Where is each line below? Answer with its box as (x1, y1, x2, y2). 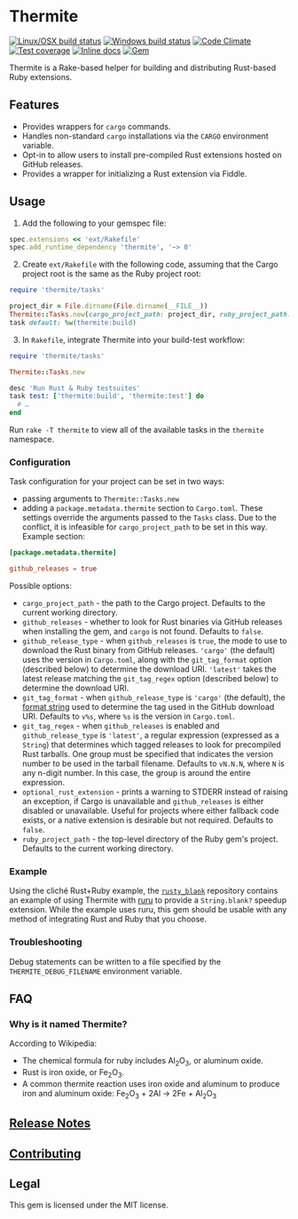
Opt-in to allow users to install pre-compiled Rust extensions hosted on (21, 149, 282, 160)
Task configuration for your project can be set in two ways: (9, 476, 224, 487)
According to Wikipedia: (9, 1038, 98, 1049)
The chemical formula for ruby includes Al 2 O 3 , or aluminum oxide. (21, 1056, 263, 1068)
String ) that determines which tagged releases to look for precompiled (21, 739, 282, 750)
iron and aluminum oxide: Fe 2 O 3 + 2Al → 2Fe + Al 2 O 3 (21, 1088, 217, 1101)
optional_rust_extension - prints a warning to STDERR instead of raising (21, 786, 288, 797)
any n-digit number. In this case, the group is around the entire (21, 768, 251, 778)
